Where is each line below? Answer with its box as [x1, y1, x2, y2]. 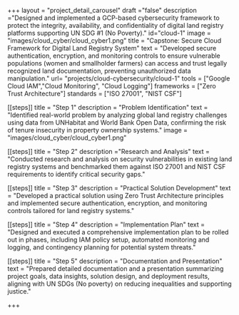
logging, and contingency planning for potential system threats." [7, 243, 196, 252]
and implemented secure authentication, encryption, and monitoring [7, 199, 208, 207]
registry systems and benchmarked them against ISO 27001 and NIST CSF [7, 162, 226, 170]
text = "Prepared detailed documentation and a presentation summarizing [7, 264, 224, 273]
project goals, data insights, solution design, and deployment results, [7, 272, 210, 280]
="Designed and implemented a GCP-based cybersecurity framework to [7, 14, 220, 22]
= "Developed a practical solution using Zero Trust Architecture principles [7, 192, 224, 200]
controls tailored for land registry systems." [7, 207, 134, 215]
